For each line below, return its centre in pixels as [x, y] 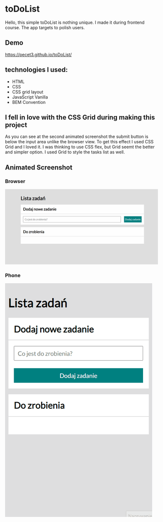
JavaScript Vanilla [30, 97]
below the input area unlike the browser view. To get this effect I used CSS [79, 142]
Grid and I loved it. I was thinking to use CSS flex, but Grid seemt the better [80, 147]
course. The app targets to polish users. [45, 27]
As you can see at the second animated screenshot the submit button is [77, 136]
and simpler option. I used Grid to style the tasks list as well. [65, 152]
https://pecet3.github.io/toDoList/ [38, 54]
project [16, 125]
